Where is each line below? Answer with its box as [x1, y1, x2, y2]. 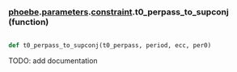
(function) [8, 16, 49, 27]
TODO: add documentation [8, 56, 99, 66]
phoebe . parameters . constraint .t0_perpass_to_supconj [8, 6, 229, 18]
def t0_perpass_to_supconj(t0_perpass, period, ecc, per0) [8, 42, 212, 50]
